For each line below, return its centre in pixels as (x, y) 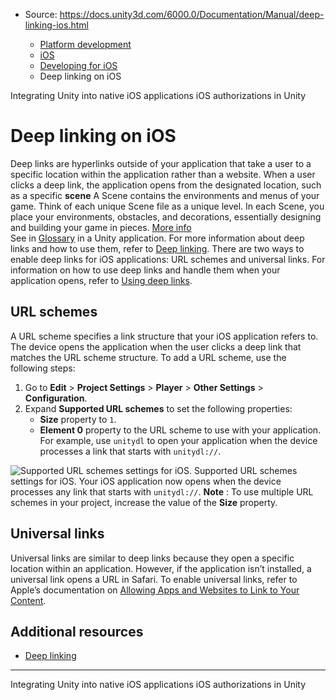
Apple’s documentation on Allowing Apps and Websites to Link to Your (155, 590)
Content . (28, 600)
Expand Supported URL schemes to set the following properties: (158, 408)
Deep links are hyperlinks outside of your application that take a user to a (161, 163)
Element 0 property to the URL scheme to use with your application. (180, 430)
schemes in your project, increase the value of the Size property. (144, 502)
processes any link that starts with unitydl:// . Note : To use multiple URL (162, 491)
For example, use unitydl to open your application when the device (178, 440)
